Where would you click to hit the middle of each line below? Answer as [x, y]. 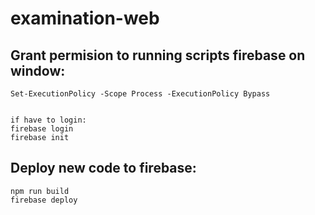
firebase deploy [44, 200]
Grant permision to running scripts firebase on [158, 55]
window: [38, 70]
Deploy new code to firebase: [103, 168]
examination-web [85, 18]
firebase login [42, 129]
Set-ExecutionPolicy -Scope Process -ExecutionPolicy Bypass [140, 94]
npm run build [40, 191]
